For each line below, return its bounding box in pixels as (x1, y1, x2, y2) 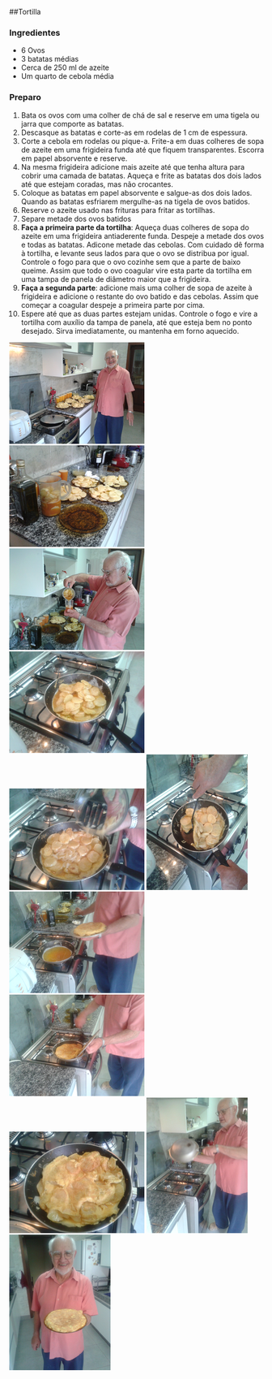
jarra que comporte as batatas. (20, 119, 125, 128)
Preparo (9, 92, 41, 103)
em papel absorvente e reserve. (20, 153, 128, 163)
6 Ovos (20, 45, 45, 55)
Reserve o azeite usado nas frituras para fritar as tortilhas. (20, 205, 215, 214)
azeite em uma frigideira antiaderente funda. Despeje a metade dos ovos (20, 231, 265, 240)
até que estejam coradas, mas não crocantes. (20, 179, 173, 189)
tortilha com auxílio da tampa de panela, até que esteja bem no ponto (20, 317, 253, 327)
